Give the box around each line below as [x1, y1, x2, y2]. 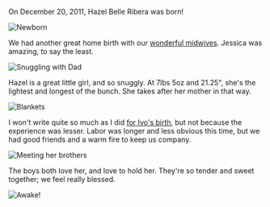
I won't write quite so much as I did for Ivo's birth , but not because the [8, 118, 243, 127]
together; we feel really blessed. [8, 175, 116, 184]
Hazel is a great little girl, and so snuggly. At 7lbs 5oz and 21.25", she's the [8, 78, 256, 87]
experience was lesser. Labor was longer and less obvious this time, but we [8, 126, 260, 135]
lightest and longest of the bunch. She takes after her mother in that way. [8, 86, 252, 96]
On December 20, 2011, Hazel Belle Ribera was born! [8, 7, 184, 16]
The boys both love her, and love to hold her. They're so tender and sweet [8, 166, 255, 176]
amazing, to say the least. [8, 47, 95, 56]
